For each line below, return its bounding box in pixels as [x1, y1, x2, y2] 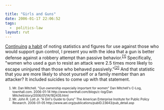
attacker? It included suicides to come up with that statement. [5, 76, 131, 82]
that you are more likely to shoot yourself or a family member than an [5, 71, 145, 77]
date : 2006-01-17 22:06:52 [5, 16, 61, 21]
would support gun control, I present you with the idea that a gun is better [5, 49, 155, 55]
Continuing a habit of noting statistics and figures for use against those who [5, 43, 159, 49]
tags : [5, 21, 16, 26]
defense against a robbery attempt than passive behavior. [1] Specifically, [5, 54, 152, 61]
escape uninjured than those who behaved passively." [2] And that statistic [5, 65, 155, 72]
